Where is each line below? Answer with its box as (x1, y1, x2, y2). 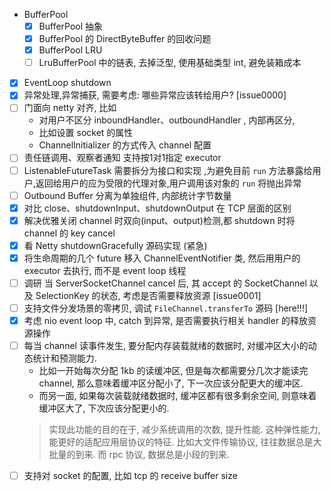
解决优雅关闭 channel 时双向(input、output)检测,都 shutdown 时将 (23, 214, 296, 226)
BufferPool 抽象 (38, 20, 104, 32)
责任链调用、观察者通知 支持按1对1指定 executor (23, 152, 222, 164)
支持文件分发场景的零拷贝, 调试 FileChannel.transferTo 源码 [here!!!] (23, 302, 309, 314)
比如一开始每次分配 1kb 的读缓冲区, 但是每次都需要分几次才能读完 (38, 365, 309, 377)
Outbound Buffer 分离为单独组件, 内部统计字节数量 (23, 189, 232, 201)
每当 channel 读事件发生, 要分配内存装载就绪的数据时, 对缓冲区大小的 (23, 340, 309, 352)
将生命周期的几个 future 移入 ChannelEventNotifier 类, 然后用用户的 (23, 252, 301, 264)
